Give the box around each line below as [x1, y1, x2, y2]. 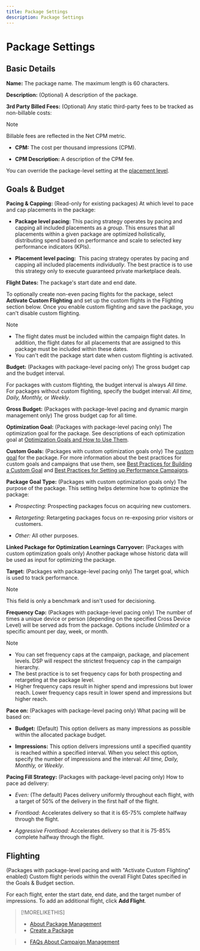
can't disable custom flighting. [6, 310, 81, 317]
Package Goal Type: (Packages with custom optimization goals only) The [6, 478, 187, 485]
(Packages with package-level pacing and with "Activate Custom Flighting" [6, 867, 191, 874]
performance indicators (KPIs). [14, 243, 91, 251]
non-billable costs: [6, 109, 52, 116]
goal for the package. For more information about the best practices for [6, 454, 182, 461]
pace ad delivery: [6, 780, 49, 787]
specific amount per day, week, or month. [6, 628, 109, 635]
